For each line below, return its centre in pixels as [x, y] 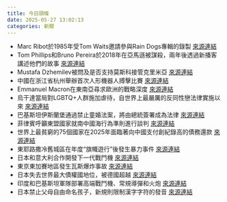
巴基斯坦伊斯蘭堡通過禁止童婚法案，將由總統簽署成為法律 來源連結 [111, 115]
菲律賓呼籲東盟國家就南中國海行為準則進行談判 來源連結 [96, 123]
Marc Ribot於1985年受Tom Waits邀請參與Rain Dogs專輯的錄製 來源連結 [117, 47]
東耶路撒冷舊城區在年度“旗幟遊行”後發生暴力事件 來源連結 [98, 149]
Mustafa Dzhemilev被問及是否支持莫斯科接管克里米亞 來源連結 [105, 72]
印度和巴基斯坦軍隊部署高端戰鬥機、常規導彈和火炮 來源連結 [102, 184]
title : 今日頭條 [28, 13]
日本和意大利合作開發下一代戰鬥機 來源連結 [78, 157]
